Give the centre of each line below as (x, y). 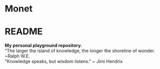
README (24, 32)
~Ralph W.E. (17, 56)
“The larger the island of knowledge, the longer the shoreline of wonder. (80, 51)
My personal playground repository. (44, 45)
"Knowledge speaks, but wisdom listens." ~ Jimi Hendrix (64, 61)
